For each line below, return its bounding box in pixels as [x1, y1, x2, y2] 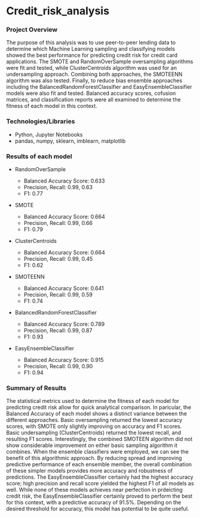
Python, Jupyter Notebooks [14, 131, 83, 138]
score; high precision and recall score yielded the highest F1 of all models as [6, 480, 194, 487]
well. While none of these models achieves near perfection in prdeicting [6, 486, 183, 494]
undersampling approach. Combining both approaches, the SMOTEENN [6, 70, 183, 78]
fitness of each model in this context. [6, 103, 97, 110]
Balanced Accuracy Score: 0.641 [23, 285, 104, 292]
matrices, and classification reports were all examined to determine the [6, 96, 181, 103]
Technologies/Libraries [6, 118, 75, 126]
